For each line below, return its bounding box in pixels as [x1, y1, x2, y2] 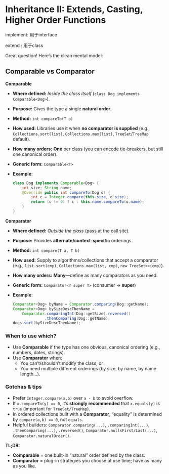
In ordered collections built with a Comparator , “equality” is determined [12, 411, 162, 417]
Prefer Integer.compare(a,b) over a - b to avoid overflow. [12, 395, 134, 401]
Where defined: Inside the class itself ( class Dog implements [12, 90, 140, 97]
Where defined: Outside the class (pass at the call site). [12, 228, 130, 234]
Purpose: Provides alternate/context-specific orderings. [12, 237, 133, 243]
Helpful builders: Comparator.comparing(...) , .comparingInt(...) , [12, 421, 150, 428]
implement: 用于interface [5, 31, 57, 37]
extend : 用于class [5, 42, 44, 49]
